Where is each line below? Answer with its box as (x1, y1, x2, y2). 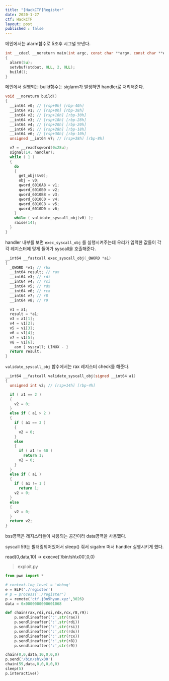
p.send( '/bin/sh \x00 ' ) (5, 657, 53, 662)
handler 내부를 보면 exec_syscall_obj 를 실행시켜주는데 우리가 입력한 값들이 (5, 239, 156, 245)
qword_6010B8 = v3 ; (18, 192, 59, 197)
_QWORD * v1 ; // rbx (10, 265, 51, 270)
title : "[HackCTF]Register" (5, 7, 64, 13)
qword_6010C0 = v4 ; (18, 197, 59, 202)
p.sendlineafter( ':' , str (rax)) (14, 615, 80, 620)
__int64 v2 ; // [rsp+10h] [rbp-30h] (10, 112, 87, 117)
